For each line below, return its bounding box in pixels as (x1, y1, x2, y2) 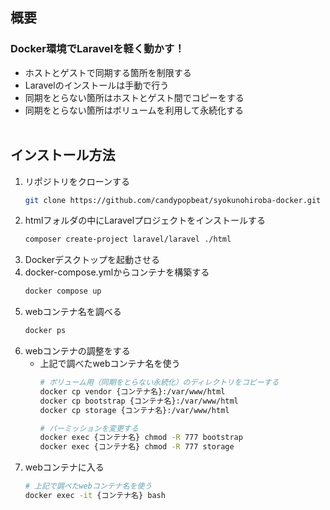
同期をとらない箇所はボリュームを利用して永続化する (24, 104, 244, 116)
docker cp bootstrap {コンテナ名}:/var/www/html (39, 396, 239, 406)
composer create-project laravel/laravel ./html (24, 234, 232, 245)
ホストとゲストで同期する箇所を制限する (24, 66, 192, 78)
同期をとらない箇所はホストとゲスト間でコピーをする (24, 91, 245, 103)
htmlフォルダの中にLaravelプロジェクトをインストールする (24, 214, 266, 227)
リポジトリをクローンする (24, 175, 131, 187)
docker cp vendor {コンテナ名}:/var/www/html (39, 386, 226, 397)
